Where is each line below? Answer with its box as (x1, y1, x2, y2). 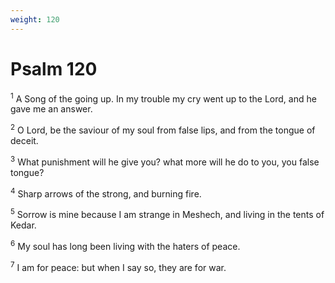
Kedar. (10, 219, 37, 231)
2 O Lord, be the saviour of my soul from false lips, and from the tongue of (10, 122, 316, 136)
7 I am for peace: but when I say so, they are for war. (10, 259, 227, 273)
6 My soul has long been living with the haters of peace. (10, 238, 241, 252)
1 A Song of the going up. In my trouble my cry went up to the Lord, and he (10, 91, 317, 105)
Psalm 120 (10, 57, 98, 80)
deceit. (10, 134, 39, 146)
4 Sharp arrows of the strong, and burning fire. (10, 186, 202, 200)
